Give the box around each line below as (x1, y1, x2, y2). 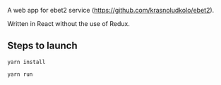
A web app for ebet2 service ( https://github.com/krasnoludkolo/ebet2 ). (7, 6, 215, 14)
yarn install (7, 58, 46, 65)
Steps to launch (7, 40, 78, 52)
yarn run (7, 70, 33, 78)
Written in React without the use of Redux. (7, 20, 131, 27)
